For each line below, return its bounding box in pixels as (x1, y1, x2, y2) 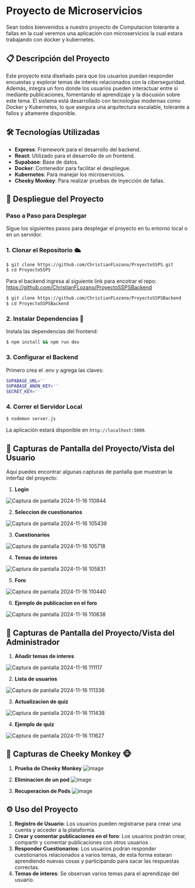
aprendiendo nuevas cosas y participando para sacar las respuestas (14, 858, 179, 865)
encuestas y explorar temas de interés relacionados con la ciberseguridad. (6, 78, 186, 86)
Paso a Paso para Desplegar (6, 211, 87, 219)
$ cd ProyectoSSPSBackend (6, 301, 69, 307)
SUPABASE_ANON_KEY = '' (6, 383, 59, 389)
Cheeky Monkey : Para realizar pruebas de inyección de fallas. (14, 177, 165, 184)
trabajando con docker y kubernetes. (6, 36, 95, 43)
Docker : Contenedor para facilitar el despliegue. (14, 164, 131, 171)
